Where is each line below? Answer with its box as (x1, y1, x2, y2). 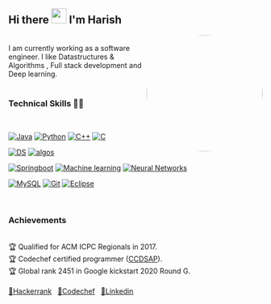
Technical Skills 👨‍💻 (8, 98, 85, 109)
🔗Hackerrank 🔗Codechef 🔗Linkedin (8, 286, 134, 296)
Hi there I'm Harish (8, 13, 123, 27)
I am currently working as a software (8, 43, 131, 53)
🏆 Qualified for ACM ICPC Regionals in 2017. (8, 242, 157, 251)
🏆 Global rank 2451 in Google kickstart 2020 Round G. (8, 266, 191, 276)
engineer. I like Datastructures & (8, 52, 115, 61)
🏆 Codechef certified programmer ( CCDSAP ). (8, 254, 163, 264)
